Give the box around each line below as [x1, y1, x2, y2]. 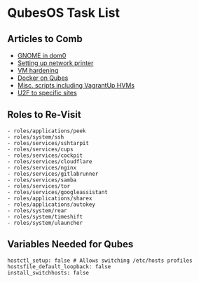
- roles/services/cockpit [7, 152, 83, 159]
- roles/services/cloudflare [7, 158, 92, 165]
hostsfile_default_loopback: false [7, 263, 111, 270]
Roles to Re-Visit [7, 109, 82, 120]
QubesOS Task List [7, 5, 121, 21]
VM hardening [17, 67, 59, 74]
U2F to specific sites [17, 89, 77, 97]
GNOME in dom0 [17, 51, 67, 60]
